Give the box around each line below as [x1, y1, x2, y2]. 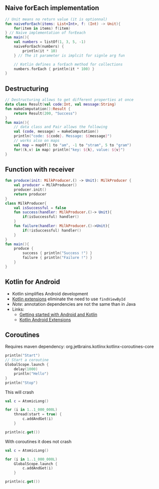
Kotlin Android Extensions [19, 316, 71, 322]
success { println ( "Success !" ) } [22, 251, 92, 255]
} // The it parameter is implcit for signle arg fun [14, 53, 125, 58]
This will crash [5, 389, 34, 395]
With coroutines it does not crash [5, 438, 72, 444]
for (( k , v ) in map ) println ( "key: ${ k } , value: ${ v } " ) [14, 147, 125, 152]
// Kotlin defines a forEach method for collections [14, 62, 123, 67]
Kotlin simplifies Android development [12, 291, 88, 296]
